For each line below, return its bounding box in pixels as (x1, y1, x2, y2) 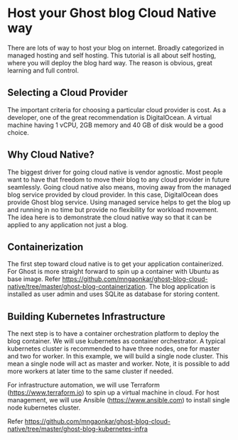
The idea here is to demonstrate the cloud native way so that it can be (7, 213, 212, 221)
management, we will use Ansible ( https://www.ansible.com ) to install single (7, 396, 230, 405)
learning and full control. (7, 66, 80, 75)
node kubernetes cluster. (7, 403, 80, 412)
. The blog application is (145, 282, 216, 291)
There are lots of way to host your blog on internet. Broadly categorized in (7, 43, 225, 52)
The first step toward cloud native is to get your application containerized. (7, 260, 224, 268)
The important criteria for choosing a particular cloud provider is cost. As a (7, 105, 226, 114)
